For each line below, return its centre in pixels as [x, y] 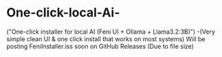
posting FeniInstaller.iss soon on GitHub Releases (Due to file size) [100, 46]
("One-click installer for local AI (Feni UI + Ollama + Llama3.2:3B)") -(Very [111, 32]
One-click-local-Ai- [63, 13]
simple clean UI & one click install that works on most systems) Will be [106, 38]
